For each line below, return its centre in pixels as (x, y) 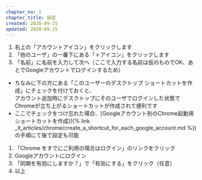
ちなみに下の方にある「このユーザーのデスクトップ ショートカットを (101, 83)
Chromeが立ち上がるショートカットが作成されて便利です (86, 106)
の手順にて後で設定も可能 (47, 135)
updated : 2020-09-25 (32, 29)
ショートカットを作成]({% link (52, 121)
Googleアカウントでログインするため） (74, 70)
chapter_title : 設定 (31, 18)
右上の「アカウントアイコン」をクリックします (73, 47)
